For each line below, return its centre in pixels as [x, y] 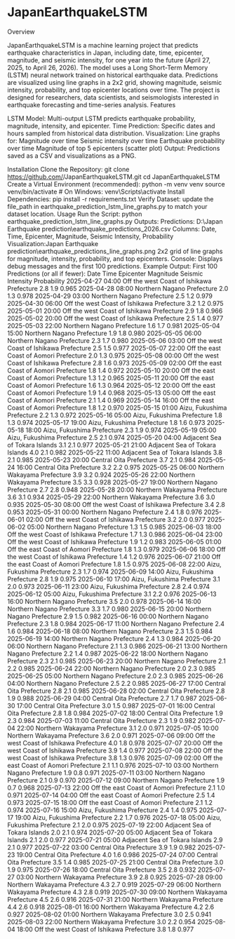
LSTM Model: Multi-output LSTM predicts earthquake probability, [102, 118]
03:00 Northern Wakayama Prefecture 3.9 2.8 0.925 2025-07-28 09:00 [120, 877]
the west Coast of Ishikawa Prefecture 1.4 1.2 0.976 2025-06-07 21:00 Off [114, 556]
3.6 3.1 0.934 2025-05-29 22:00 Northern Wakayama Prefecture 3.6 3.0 [111, 497]
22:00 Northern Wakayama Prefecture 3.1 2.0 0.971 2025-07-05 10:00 [117, 728]
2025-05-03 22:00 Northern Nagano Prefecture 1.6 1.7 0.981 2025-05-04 [114, 325]
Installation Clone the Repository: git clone [68, 169]
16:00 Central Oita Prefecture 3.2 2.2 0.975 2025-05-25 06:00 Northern [120, 467]
